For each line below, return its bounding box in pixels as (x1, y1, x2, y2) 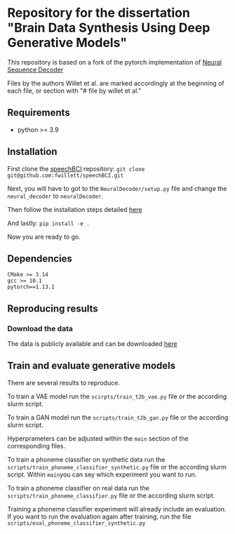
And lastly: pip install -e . (7, 219, 90, 227)
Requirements (7, 107, 70, 119)
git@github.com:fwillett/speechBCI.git (7, 172, 124, 179)
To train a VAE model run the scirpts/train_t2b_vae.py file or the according (7, 392, 227, 401)
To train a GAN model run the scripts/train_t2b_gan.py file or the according (7, 413, 229, 422)
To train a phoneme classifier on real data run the (7, 483, 149, 492)
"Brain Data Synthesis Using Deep (7, 20, 210, 36)
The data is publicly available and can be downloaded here (7, 340, 177, 348)
